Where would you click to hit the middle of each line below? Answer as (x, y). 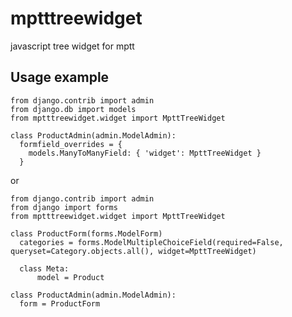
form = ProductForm (60, 303)
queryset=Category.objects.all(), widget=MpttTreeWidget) (133, 251)
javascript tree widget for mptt (72, 46)
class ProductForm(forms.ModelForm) (86, 233)
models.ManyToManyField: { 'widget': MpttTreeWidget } (145, 153)
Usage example (60, 77)
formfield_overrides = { (71, 144)
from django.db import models (73, 109)
